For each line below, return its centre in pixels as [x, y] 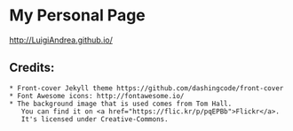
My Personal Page [78, 15]
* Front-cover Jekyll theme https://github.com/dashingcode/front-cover [146, 88]
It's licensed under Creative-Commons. [95, 119]
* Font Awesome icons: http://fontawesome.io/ [97, 96]
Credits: [32, 68]
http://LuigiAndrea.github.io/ [61, 40]
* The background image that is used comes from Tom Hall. [121, 104]
